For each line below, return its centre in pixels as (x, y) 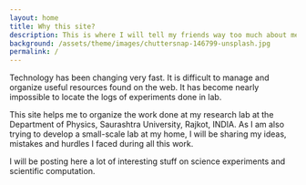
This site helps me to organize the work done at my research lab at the (142, 115)
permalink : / (34, 52)
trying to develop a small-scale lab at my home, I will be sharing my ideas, (148, 134)
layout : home (34, 18)
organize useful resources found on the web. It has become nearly (134, 87)
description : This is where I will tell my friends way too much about (148, 35)
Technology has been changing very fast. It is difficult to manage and (139, 77)
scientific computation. (52, 171)
